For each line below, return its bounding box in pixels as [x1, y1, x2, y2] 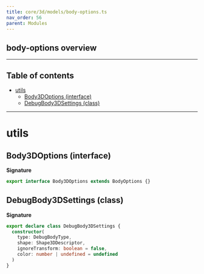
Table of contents [6, 70, 74, 81]
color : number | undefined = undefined [17, 252, 118, 258]
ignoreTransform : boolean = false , [17, 245, 107, 252]
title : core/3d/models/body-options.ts [6, 9, 107, 15]
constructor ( [12, 228, 45, 235]
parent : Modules [6, 20, 47, 26]
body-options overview [6, 43, 97, 53]
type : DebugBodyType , [17, 235, 72, 241]
